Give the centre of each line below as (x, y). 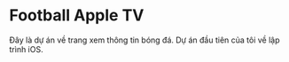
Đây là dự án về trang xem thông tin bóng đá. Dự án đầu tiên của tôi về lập (145, 40)
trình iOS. (26, 49)
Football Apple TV (77, 15)
